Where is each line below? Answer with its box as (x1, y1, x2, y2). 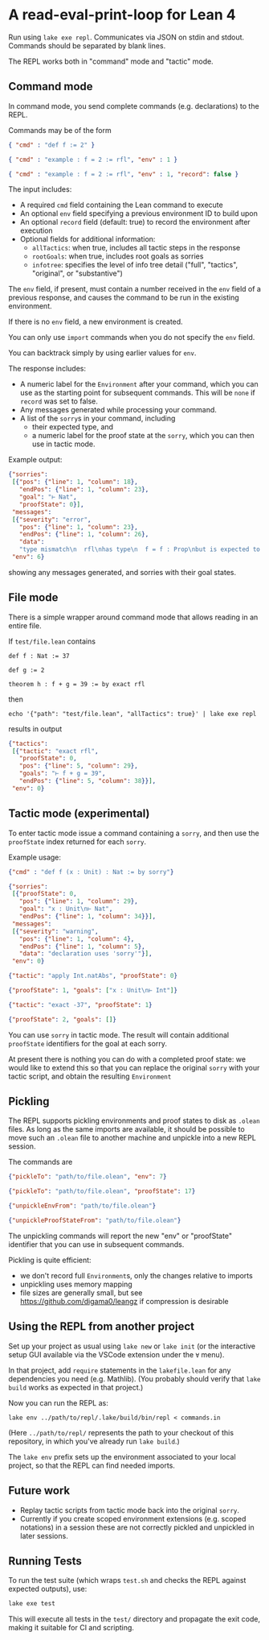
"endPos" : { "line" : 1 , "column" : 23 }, (18, 486, 149, 494)
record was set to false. (19, 396, 98, 406)
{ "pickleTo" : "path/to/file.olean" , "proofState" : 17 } (8, 1187, 196, 1195)
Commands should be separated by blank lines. (8, 40, 166, 50)
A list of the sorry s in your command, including (19, 413, 176, 424)
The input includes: (8, 184, 72, 194)
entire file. (8, 620, 42, 630)
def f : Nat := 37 (8, 652, 70, 660)
